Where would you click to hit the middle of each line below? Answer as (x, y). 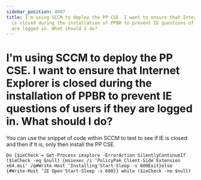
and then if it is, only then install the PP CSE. (61, 145)
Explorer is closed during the (79, 83)
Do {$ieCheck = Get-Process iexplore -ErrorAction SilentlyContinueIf (96, 155)
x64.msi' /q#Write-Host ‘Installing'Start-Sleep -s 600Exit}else (89, 166)
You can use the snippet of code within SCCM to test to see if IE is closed (97, 138)
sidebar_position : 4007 (36, 12)
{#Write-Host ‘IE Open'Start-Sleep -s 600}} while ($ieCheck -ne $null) (99, 171)
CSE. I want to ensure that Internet (93, 71)
